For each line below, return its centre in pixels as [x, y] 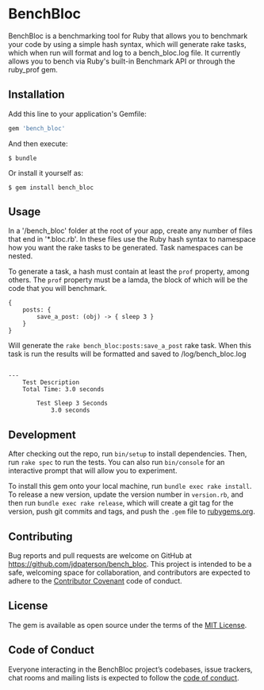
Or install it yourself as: [46, 172]
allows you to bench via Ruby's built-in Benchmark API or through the [122, 61]
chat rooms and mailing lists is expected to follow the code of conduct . [124, 677]
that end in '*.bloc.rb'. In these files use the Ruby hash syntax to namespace [132, 239]
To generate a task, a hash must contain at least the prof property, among [129, 272]
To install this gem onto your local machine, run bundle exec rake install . [130, 486]
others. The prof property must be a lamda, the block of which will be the [128, 280]
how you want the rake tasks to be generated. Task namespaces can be [126, 248]
